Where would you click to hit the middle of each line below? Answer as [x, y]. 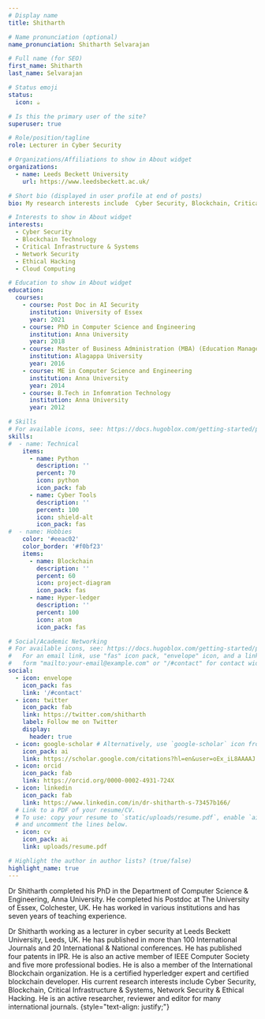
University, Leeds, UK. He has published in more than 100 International [123, 939]
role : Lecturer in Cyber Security [65, 146]
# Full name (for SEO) [45, 59]
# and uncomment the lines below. [72, 825]
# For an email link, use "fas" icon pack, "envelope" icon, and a [125, 656]
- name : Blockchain [61, 561]
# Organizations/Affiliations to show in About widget [100, 160]
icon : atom [54, 620]
